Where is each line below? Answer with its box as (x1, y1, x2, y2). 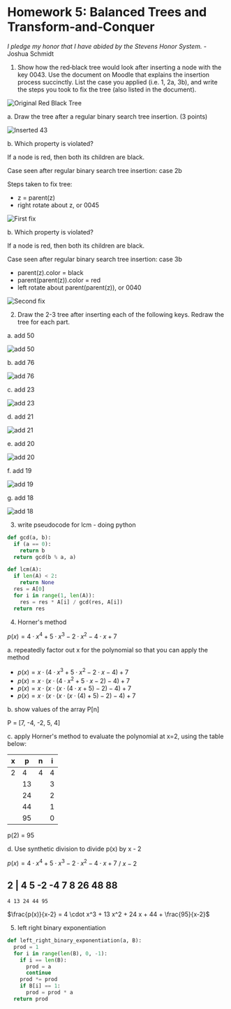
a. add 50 (7, 331, 35, 339)
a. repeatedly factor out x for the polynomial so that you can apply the (7, 646, 208, 655)
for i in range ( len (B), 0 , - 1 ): (13, 950, 108, 957)
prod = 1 (13, 943, 39, 950)
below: (7, 739, 27, 747)
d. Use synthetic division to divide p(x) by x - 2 (7, 844, 142, 853)
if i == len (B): (20, 957, 68, 964)
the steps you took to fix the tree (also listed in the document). (17, 85, 197, 94)
